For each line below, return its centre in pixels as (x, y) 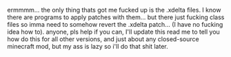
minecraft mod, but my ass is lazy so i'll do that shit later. (88, 46)
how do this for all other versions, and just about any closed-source (103, 39)
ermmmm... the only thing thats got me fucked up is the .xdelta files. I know (114, 10)
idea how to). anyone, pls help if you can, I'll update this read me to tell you (114, 32)
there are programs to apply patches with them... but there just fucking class (116, 17)
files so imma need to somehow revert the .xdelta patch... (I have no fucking (115, 24)
